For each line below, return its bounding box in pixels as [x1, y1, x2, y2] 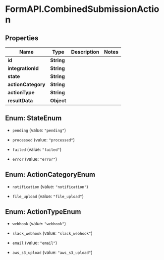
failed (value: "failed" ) [12, 146, 62, 152]
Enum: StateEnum [5, 114, 62, 123]
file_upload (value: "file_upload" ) [12, 193, 84, 199]
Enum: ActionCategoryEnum [5, 170, 96, 179]
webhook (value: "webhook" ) [12, 221, 66, 227]
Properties [5, 34, 39, 42]
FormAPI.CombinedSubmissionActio [5, 3, 160, 15]
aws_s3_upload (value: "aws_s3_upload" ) [12, 250, 93, 256]
